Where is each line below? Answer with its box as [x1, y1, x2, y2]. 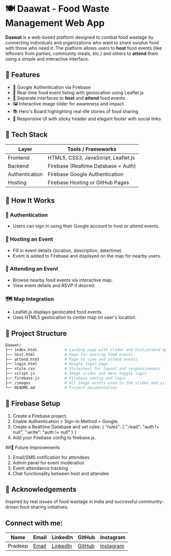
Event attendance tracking [12, 465, 68, 471]
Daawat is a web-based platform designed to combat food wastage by [5, 34, 154, 40]
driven [5, 504, 19, 510]
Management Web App [5, 17, 105, 29]
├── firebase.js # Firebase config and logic [5, 376, 126, 381]
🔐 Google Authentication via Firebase [12, 84, 91, 90]
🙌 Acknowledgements [5, 485, 77, 493]
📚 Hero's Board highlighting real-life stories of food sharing [12, 108, 138, 114]
